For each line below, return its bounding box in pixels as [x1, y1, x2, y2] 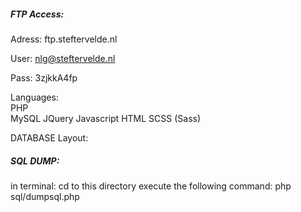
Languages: [10, 91, 59, 103]
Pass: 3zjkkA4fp [10, 71, 78, 84]
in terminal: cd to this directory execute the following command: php [10, 180, 292, 192]
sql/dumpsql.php [10, 190, 80, 202]
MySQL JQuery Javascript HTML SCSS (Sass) [10, 112, 202, 124]
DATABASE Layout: [10, 131, 89, 144]
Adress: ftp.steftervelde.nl [10, 33, 118, 45]
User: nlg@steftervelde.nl [10, 52, 116, 64]
